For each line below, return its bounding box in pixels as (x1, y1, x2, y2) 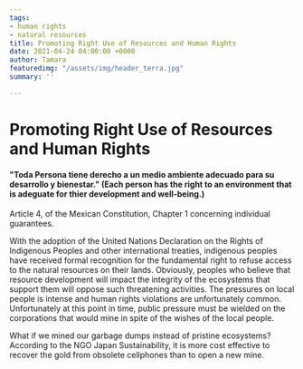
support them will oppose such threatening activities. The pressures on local (9, 284, 295, 295)
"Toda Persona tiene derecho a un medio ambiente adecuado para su (9, 169, 275, 180)
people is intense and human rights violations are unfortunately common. (9, 294, 282, 305)
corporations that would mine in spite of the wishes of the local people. (9, 313, 274, 324)
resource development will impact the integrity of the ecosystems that (9, 274, 270, 286)
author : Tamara (9, 55, 67, 64)
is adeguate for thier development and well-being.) (9, 188, 205, 199)
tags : (9, 13, 30, 23)
